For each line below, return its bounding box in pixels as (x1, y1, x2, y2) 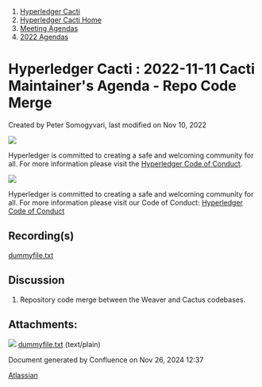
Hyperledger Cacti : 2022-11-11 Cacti (8, 60, 256, 78)
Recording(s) (8, 229, 75, 243)
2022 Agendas (19, 32, 69, 41)
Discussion (8, 274, 65, 287)
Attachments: (8, 318, 78, 331)
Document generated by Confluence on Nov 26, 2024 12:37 (8, 355, 204, 365)
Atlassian (8, 370, 38, 381)
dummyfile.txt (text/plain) (17, 340, 101, 350)
